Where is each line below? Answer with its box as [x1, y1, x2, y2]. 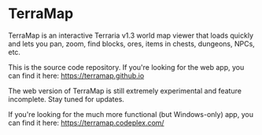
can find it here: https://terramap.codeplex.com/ [8, 118, 164, 127]
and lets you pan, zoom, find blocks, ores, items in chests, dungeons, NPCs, [8, 38, 256, 48]
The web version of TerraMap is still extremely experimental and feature [8, 86, 242, 95]
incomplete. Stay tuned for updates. [8, 94, 124, 104]
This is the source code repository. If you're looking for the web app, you [8, 62, 245, 71]
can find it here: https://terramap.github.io [8, 71, 145, 80]
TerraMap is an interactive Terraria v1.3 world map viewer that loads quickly [8, 31, 254, 40]
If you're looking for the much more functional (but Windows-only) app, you [8, 109, 254, 119]
